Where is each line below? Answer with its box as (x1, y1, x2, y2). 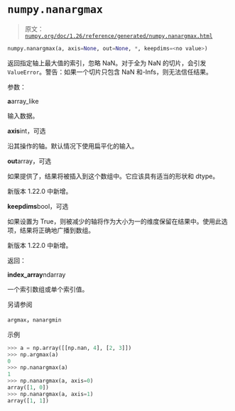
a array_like (7, 97, 39, 105)
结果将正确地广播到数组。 (19, 226, 94, 234)
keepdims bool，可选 (7, 202, 69, 210)
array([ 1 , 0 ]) (7, 384, 50, 391)
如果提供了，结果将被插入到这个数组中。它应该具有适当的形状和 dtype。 (7, 172, 219, 180)
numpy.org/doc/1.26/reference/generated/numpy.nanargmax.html (24, 32, 213, 40)
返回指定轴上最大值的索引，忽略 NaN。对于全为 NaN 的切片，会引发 (7, 58, 207, 67)
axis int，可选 (7, 126, 46, 135)
